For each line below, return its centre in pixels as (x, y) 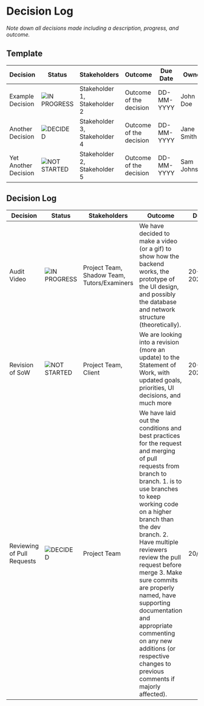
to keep (150, 496)
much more (155, 403)
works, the (154, 271)
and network (157, 310)
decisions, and (160, 395)
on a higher (155, 511)
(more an (152, 350)
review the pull (160, 557)
